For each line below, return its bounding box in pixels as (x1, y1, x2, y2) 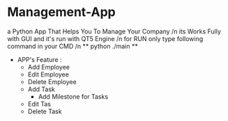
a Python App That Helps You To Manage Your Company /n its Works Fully (7, 27, 222, 35)
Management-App (7, 4, 116, 20)
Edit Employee (27, 70, 70, 79)
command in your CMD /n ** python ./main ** (7, 42, 138, 50)
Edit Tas (27, 99, 51, 108)
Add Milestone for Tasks (38, 92, 109, 101)
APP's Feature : (17, 55, 62, 63)
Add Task (27, 85, 56, 93)
